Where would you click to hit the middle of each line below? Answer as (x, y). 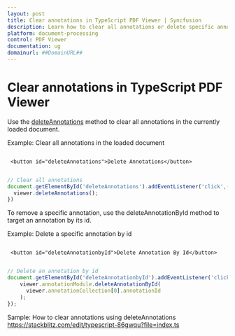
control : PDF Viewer (37, 40)
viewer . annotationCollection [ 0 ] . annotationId (93, 290)
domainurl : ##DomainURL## (45, 53)
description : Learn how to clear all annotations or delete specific (111, 27)
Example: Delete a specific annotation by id (70, 234)
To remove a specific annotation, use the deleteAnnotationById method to (113, 213)
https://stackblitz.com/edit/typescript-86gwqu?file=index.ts (93, 324)
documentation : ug (34, 46)
